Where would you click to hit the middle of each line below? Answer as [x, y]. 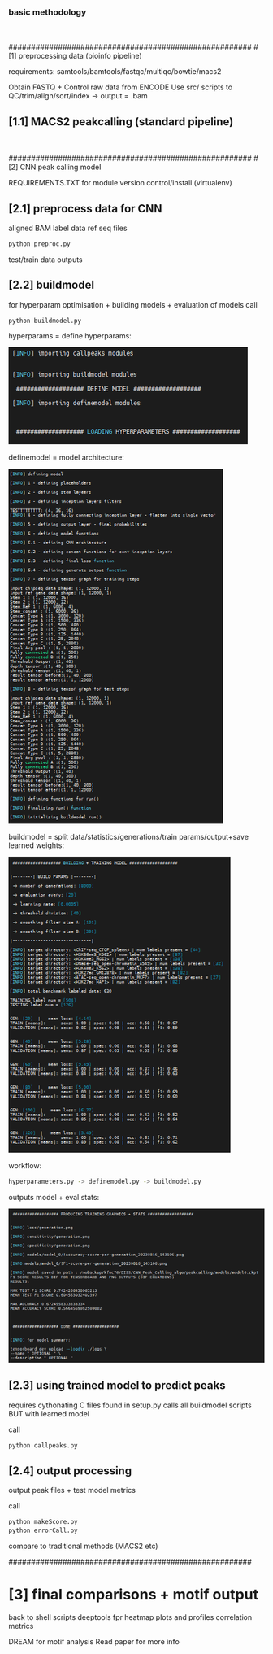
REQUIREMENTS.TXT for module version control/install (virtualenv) [121, 183]
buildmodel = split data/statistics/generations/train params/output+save [129, 837]
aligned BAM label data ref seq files [68, 228]
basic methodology [48, 12]
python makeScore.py [43, 1522]
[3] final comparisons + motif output [133, 1595]
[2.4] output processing [70, 1471]
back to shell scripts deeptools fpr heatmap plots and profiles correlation [130, 1617]
